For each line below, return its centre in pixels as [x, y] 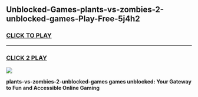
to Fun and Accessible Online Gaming [53, 88]
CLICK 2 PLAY [27, 58]
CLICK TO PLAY [29, 36]
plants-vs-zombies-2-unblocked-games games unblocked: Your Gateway [99, 81]
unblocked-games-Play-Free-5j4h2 [73, 19]
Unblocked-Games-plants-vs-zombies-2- [85, 10]
